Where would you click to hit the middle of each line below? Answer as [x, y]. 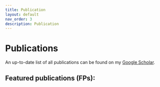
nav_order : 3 [19, 19]
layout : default [22, 14]
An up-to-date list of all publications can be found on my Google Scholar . [80, 62]
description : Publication [32, 24]
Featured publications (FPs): [50, 78]
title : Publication [25, 10]
